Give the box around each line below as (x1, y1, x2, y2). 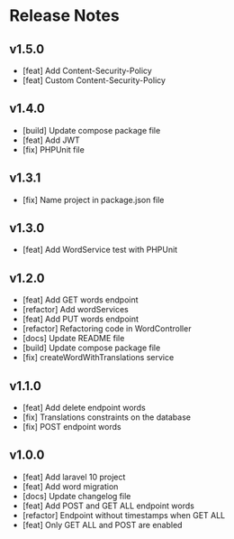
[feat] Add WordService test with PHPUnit (22, 245, 178, 256)
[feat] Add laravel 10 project (22, 471, 126, 482)
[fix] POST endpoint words (22, 422, 121, 432)
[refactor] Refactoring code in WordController (22, 323, 192, 334)
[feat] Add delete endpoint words (22, 403, 146, 414)
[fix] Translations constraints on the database (22, 412, 192, 423)
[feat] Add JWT (22, 135, 81, 145)
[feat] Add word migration (22, 480, 119, 492)
